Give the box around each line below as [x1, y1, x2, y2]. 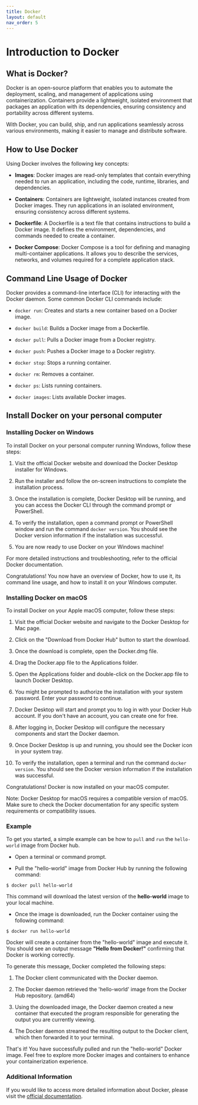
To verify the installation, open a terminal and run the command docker [14, 759, 187, 766]
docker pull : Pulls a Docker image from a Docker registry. [14, 336, 156, 343]
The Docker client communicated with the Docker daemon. [14, 974, 158, 981]
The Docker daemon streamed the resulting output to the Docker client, [14, 1027, 189, 1035]
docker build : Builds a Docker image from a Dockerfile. [14, 325, 150, 331]
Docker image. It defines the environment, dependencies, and [14, 226, 165, 233]
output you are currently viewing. [14, 1016, 96, 1023]
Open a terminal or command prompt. [14, 853, 107, 861]
